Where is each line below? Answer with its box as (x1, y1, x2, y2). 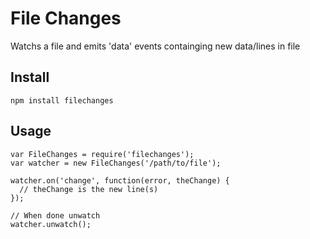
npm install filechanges (10, 95, 114, 106)
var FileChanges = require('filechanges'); (10, 149, 195, 159)
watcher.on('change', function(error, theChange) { (10, 175, 230, 186)
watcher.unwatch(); (10, 219, 92, 229)
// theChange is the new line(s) (19, 184, 159, 194)
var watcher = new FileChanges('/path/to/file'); (10, 158, 222, 168)
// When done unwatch (10, 210, 101, 221)
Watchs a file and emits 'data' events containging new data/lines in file (10, 40, 301, 52)
